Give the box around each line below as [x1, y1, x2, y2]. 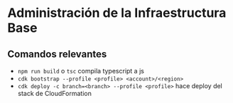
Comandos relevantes [7, 48, 107, 60]
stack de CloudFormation [17, 90, 92, 97]
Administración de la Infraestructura [7, 5, 227, 21]
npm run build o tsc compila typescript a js [17, 67, 144, 75]
